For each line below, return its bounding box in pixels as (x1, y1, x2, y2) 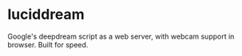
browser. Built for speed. (7, 39, 89, 49)
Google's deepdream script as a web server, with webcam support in (7, 32, 235, 41)
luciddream (7, 6, 85, 24)
